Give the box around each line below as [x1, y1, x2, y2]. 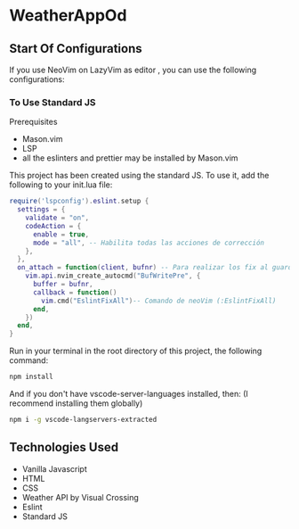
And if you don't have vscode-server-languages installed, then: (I [9, 389, 249, 400]
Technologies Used [9, 440, 118, 455]
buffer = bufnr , [32, 280, 93, 289]
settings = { [17, 205, 66, 214]
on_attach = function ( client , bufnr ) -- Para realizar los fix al [17, 263, 269, 272]
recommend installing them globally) [9, 398, 143, 409]
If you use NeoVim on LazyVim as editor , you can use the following [9, 64, 256, 75]
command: [9, 355, 49, 366]
